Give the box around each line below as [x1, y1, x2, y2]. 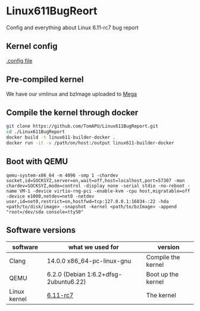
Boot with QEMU [6, 156, 68, 167]
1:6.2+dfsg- [86, 270, 123, 278]
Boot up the [146, 270, 179, 278]
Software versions [6, 225, 76, 235]
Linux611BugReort [6, 4, 98, 18]
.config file [6, 57, 33, 64]
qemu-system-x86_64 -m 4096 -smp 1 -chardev [6, 172, 118, 178]
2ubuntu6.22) [46, 278, 86, 286]
